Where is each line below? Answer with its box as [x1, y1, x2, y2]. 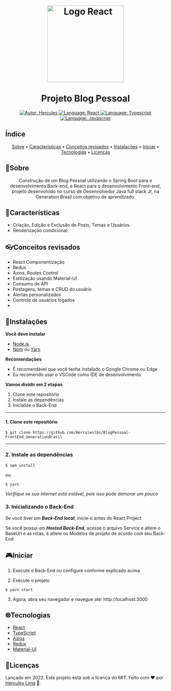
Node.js [12, 341, 30, 347]
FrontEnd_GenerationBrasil [5, 435, 63, 440]
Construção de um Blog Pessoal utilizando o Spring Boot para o [18, 177, 153, 184]
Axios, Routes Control [12, 270, 59, 276]
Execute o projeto [12, 577, 50, 583]
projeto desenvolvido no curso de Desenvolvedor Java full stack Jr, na [12, 188, 159, 194]
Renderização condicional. [12, 228, 69, 234]
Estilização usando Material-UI [12, 275, 77, 281]
